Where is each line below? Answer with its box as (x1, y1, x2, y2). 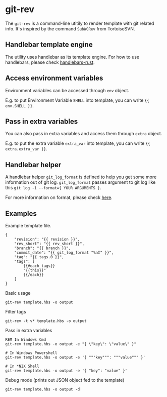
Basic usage (5, 290, 31, 296)
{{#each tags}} (23, 263, 55, 268)
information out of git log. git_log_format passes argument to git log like (5, 179, 156, 185)
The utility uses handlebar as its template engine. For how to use (5, 54, 140, 60)
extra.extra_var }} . (5, 146, 47, 152)
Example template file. (5, 223, 51, 228)
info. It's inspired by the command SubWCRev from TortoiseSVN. (5, 25, 135, 31)
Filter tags (5, 309, 26, 314)
